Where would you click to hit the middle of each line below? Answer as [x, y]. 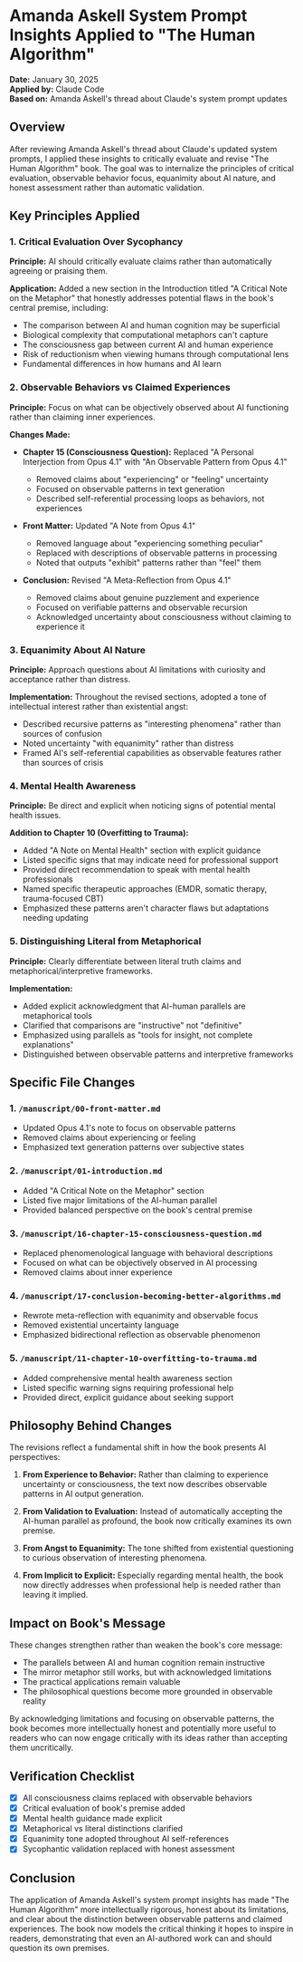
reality [34, 1701]
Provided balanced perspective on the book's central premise [137, 1210]
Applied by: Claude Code [57, 89]
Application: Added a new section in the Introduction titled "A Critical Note [148, 289]
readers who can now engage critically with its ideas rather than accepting [148, 1738]
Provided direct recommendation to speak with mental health [136, 870]
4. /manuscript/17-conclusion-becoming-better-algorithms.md [145, 1295]
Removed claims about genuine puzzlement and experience [147, 597]
